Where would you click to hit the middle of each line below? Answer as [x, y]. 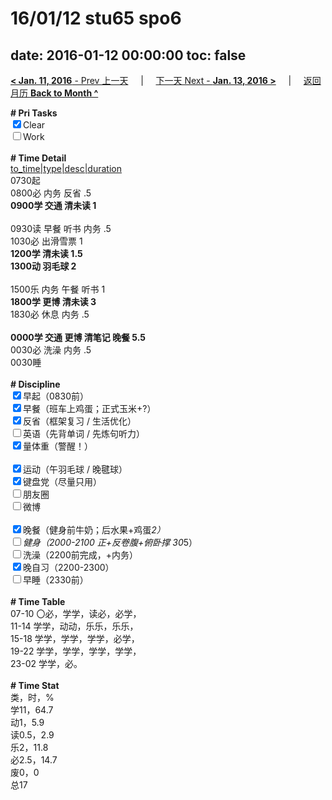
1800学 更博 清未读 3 [53, 301]
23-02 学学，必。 [46, 663]
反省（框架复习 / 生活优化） [80, 421]
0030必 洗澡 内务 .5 [51, 350]
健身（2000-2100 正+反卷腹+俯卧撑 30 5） [110, 542]
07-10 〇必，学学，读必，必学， [76, 613]
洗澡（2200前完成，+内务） [81, 555]
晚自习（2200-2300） [69, 567]
